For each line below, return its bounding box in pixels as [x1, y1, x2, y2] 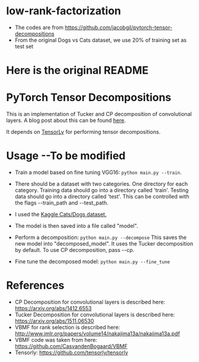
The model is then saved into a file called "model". [14, 222, 138, 229]
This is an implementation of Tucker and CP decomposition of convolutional [6, 111, 192, 118]
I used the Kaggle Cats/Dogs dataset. [14, 211, 107, 218]
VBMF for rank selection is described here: [14, 323, 120, 330]
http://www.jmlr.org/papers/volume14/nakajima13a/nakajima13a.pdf [14, 330, 181, 337]
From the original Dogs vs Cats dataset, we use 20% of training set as [14, 36, 186, 43]
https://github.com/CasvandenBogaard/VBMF [14, 342, 128, 350]
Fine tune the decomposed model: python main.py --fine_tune [14, 258, 170, 265]
